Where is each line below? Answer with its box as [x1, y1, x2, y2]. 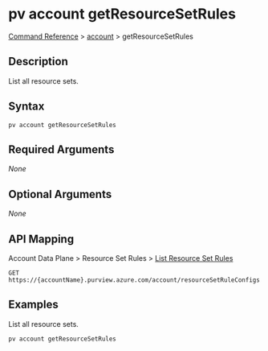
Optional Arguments [8, 187, 112, 201]
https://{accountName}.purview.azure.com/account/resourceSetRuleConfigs [8, 276, 261, 284]
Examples [8, 298, 59, 312]
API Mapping [8, 232, 75, 246]
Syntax [8, 100, 45, 114]
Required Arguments [8, 142, 115, 156]
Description [8, 55, 68, 68]
